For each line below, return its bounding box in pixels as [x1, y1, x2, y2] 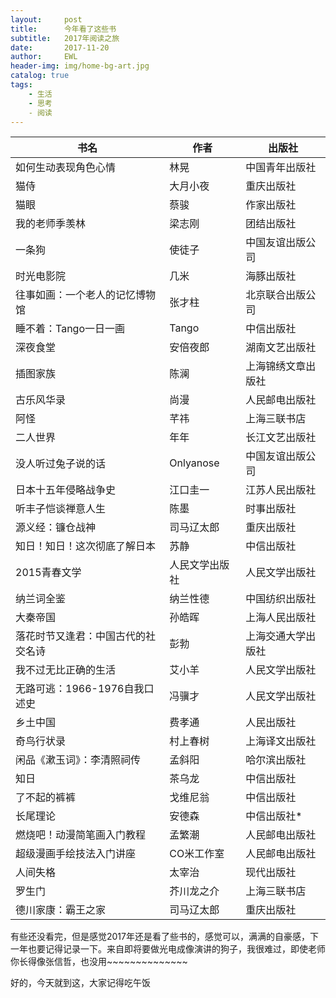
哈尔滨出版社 [245, 753, 307, 767]
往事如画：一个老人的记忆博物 [15, 288, 157, 302]
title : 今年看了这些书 [10, 24, 117, 34]
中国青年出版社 [245, 161, 317, 175]
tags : [10, 80, 33, 90]
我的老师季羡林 [15, 217, 87, 231]
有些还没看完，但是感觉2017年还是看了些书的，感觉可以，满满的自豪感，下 [10, 931, 319, 943]
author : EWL [10, 52, 78, 62]
